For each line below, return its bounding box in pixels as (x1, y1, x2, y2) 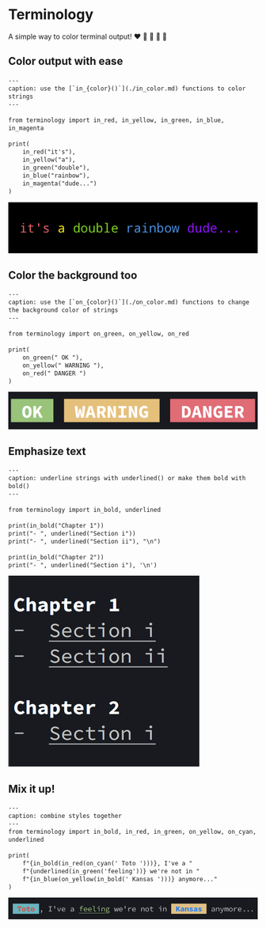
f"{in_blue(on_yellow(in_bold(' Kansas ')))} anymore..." (22, 876, 218, 884)
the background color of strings (8, 306, 119, 314)
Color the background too (8, 269, 138, 282)
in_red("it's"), (22, 148, 77, 156)
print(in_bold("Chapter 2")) (8, 554, 104, 562)
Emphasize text (8, 445, 86, 458)
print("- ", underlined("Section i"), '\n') (8, 562, 158, 570)
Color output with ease (8, 55, 123, 68)
